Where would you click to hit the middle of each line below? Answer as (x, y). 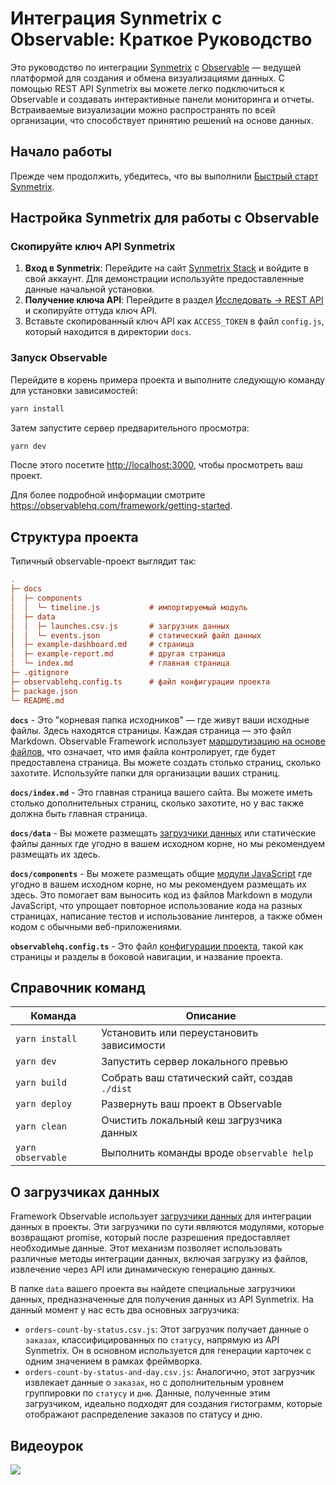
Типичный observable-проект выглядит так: (103, 561)
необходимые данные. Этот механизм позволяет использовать (146, 1248)
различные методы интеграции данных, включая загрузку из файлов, (159, 1259)
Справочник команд (78, 987)
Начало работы (61, 152)
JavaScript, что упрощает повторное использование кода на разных (156, 905)
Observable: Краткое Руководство (161, 39)
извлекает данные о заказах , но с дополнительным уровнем (154, 1383)
